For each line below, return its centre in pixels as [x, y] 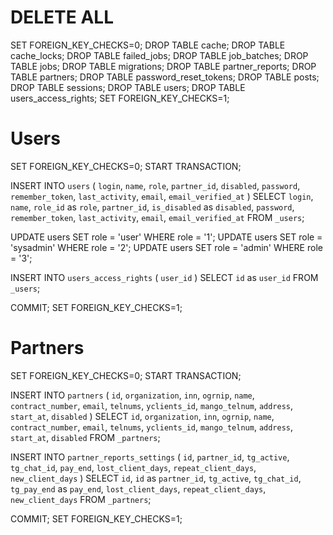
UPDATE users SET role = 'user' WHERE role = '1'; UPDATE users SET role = [166, 237]
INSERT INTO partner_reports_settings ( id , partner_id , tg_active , [150, 457]
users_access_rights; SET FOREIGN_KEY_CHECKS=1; [120, 98]
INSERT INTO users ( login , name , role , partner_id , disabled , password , [155, 185]
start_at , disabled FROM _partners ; [85, 437]
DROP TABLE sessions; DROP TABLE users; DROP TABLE [128, 87]
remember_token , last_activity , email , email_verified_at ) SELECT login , [162, 196]
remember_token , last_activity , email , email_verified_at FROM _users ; [157, 217]
